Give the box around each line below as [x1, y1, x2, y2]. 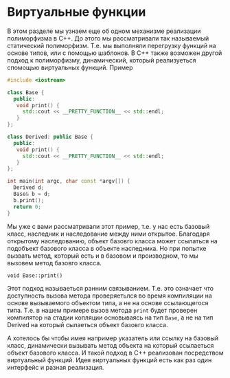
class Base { [7, 89, 45, 96]
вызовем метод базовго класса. [7, 258, 102, 267]
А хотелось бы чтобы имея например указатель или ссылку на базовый [7, 334, 219, 342]
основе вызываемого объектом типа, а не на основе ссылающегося [7, 298, 209, 307]
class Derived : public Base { [7, 133, 94, 141]
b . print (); [13, 197, 45, 203]
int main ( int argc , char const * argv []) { [7, 178, 130, 185]
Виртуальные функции [7, 4, 146, 20]
